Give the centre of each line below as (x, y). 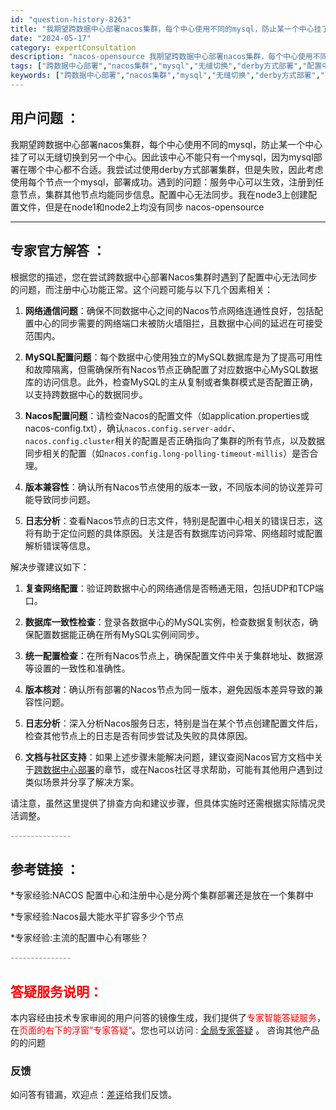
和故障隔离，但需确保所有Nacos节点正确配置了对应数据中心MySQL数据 (171, 369)
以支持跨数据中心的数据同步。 (86, 394)
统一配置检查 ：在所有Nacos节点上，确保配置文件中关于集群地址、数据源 (173, 655)
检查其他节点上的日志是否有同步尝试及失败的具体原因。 (138, 735)
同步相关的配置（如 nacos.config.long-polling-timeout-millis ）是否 (167, 453)
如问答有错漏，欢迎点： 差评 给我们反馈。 (93, 1095)
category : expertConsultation (73, 47)
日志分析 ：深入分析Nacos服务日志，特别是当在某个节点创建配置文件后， (173, 723)
